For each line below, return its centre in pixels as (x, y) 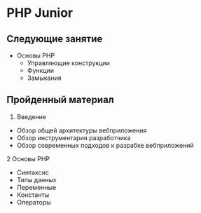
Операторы (34, 202)
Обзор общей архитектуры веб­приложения (82, 130)
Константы (33, 195)
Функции (40, 70)
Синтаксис (33, 172)
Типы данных (36, 179)
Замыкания (44, 78)
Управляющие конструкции (68, 63)
